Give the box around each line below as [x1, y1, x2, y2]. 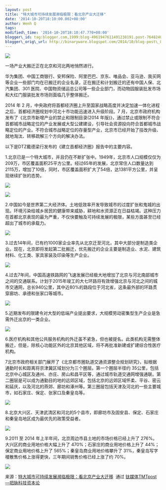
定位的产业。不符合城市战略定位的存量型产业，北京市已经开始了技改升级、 [9, 127, 161, 133]
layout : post [5, 7, 32, 12]
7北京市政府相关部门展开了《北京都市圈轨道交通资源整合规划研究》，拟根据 [5, 359, 157, 365]
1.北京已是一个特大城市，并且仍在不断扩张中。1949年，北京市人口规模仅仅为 [5, 154, 161, 160]
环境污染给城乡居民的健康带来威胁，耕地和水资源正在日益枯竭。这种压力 [13, 208, 161, 214]
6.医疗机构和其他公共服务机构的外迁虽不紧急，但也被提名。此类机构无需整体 [5, 336, 161, 342]
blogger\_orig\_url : [5, 39, 48, 44]
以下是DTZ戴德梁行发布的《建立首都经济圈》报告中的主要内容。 [5, 144, 135, 150]
